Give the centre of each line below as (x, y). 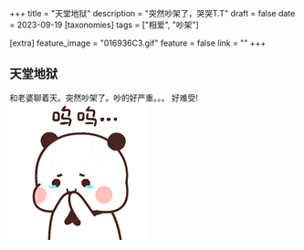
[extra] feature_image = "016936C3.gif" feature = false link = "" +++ (138, 43)
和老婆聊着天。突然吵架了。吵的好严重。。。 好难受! (104, 98)
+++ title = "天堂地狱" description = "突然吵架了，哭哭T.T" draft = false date (152, 13)
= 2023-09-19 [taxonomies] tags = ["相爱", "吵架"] (104, 25)
